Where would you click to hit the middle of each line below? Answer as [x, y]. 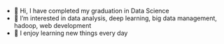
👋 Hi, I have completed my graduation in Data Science [91, 11]
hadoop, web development [52, 25]
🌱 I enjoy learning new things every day [71, 33]
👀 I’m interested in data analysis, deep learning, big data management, [115, 18]
